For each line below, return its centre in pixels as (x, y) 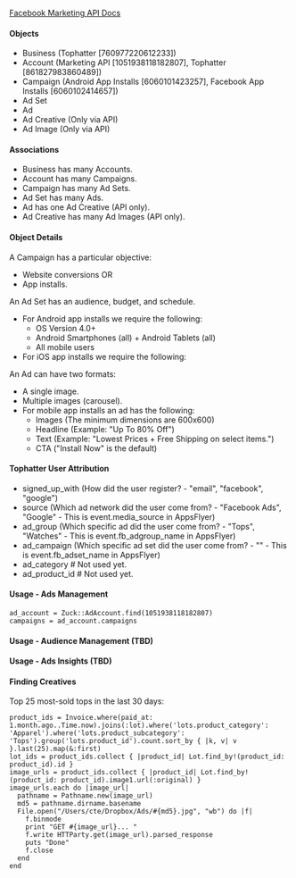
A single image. (50, 391)
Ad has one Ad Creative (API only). (86, 207)
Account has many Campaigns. (79, 179)
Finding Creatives (43, 681)
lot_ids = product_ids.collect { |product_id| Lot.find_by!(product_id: (147, 757)
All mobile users (65, 347)
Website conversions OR (67, 274)
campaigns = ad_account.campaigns (74, 621)
